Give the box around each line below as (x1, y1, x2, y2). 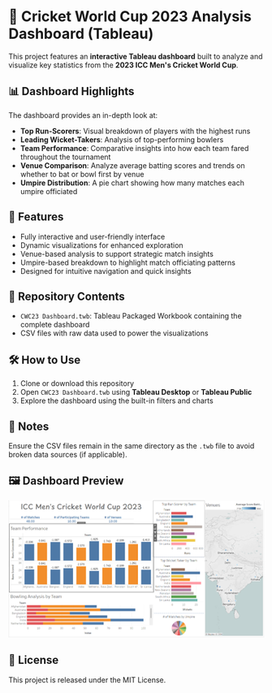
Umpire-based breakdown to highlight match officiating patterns (19, 258, 236, 267)
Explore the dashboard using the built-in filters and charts (19, 396, 214, 405)
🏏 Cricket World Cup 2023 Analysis (8, 7, 252, 26)
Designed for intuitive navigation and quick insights (19, 266, 192, 275)
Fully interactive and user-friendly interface (19, 232, 166, 241)
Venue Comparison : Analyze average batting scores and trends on (19, 160, 245, 170)
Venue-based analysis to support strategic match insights (19, 249, 214, 258)
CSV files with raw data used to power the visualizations (19, 328, 209, 338)
